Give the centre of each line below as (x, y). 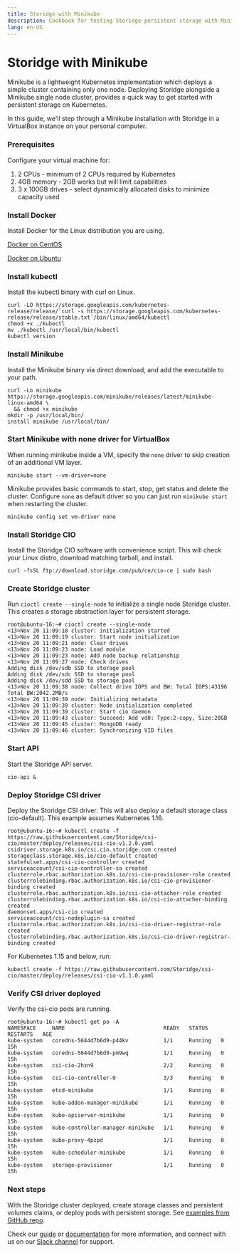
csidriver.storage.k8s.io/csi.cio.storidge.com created (92, 849)
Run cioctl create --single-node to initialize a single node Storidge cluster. (119, 604)
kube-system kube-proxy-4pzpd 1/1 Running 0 (116, 1141)
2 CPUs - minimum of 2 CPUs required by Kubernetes (96, 174)
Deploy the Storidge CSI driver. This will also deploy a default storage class (117, 810)
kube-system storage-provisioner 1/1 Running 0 (116, 1165)
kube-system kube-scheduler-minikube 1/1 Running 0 (116, 1153)
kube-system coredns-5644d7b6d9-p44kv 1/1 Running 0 (116, 1041)
